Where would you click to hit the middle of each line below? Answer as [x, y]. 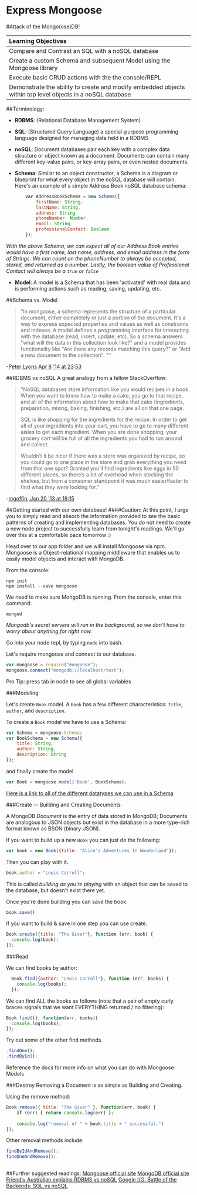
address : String [56, 213]
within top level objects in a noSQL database [70, 94]
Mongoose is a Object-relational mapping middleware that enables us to [93, 552]
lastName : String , [58, 207]
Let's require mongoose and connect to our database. [71, 654]
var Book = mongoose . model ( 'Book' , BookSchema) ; [67, 782]
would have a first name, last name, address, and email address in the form [98, 252]
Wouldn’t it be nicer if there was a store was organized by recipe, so [103, 456]
